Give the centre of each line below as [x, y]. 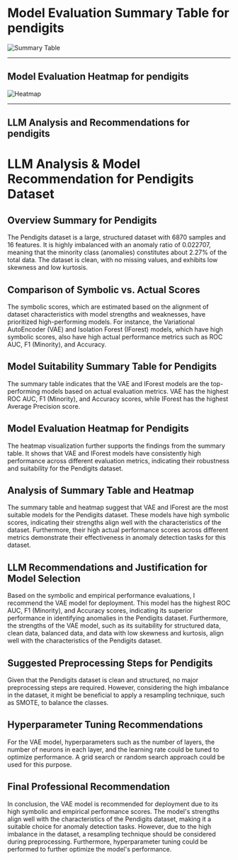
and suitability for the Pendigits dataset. [66, 468]
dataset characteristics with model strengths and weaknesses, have [107, 314]
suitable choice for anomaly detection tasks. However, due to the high [109, 826]
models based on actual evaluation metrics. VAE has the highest [135, 391]
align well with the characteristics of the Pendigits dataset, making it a [109, 819]
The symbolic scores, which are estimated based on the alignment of [108, 307]
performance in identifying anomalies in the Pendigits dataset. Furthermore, [118, 618]
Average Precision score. [44, 406]
